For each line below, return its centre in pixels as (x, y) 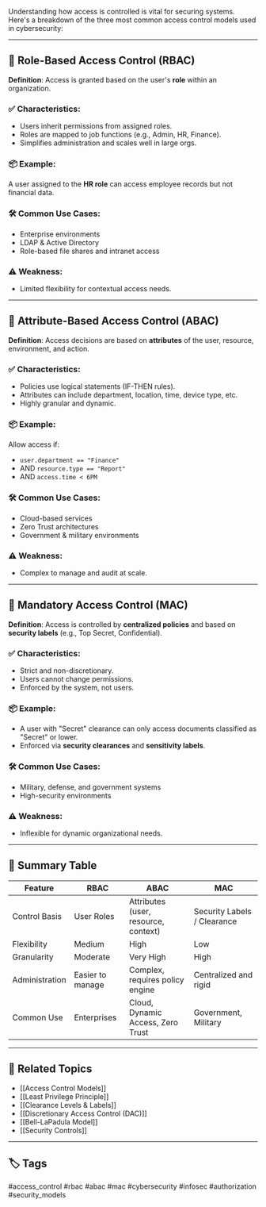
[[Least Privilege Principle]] (64, 1096)
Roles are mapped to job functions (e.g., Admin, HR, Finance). (120, 135)
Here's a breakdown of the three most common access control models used (132, 20)
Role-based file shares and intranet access (89, 251)
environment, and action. (49, 348)
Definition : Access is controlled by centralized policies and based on (122, 624)
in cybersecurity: (36, 28)
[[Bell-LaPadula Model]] (59, 1121)
